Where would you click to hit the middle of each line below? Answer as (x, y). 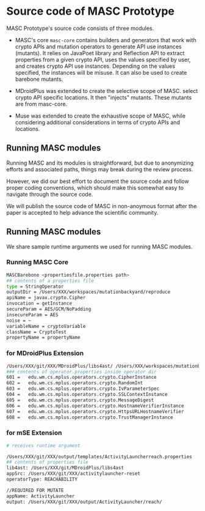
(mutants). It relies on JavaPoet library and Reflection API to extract (100, 53)
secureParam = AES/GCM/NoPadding (49, 309)
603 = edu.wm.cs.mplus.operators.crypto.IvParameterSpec (83, 389)
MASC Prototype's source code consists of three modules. (80, 28)
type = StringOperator (35, 286)
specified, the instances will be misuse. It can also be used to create (101, 72)
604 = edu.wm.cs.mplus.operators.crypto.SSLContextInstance (87, 395)
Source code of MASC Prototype (91, 11)
